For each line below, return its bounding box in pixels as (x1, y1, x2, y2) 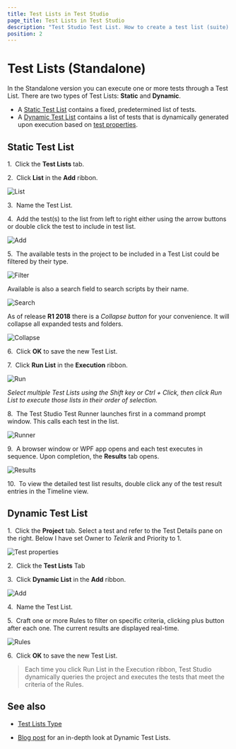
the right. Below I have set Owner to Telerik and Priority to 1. (7, 534, 182, 542)
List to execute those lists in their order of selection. (7, 396, 158, 404)
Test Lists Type (17, 719, 62, 728)
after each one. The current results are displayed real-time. (7, 624, 179, 632)
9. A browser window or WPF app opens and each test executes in (7, 444, 203, 453)
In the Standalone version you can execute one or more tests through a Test (7, 84, 228, 93)
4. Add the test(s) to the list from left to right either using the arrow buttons (7, 215, 227, 223)
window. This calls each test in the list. (7, 417, 119, 425)
